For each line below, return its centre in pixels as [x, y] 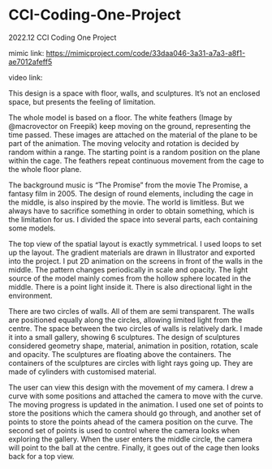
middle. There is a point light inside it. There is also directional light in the [130, 286]
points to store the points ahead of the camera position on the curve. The [131, 422]
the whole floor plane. [45, 169]
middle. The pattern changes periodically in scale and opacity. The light [128, 269]
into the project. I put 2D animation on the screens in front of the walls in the [136, 260]
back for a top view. [41, 456]
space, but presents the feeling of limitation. [82, 101]
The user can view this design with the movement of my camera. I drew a [131, 387]
